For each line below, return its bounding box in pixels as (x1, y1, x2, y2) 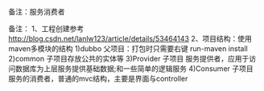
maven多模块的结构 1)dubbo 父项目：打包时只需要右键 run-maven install (8, 44, 248, 53)
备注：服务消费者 (8, 7, 65, 16)
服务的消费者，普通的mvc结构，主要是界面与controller (8, 74, 188, 83)
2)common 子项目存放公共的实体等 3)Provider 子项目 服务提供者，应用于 (8, 54, 250, 63)
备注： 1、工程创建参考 (8, 24, 85, 34)
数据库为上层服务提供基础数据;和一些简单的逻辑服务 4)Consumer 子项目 (14, 64, 254, 73)
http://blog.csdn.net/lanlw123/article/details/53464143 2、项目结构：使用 (8, 34, 252, 43)
